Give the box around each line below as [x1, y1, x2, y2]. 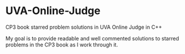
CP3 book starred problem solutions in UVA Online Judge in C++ [5, 23, 162, 31]
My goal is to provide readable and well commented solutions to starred [5, 35, 180, 42]
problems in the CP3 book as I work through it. [5, 41, 118, 48]
